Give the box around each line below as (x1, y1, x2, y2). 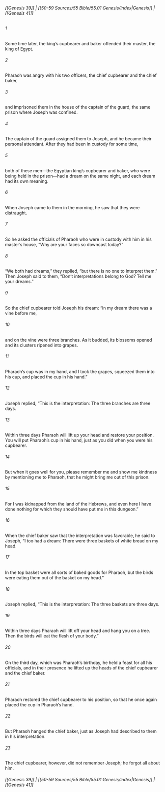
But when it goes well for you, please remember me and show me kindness (5, 469, 157, 475)
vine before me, (5, 310, 37, 316)
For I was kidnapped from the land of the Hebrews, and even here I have (5, 501, 151, 507)
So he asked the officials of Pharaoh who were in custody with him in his (5, 236, 152, 242)
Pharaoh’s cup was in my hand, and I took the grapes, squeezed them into (5, 368, 155, 375)
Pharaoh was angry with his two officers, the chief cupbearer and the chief (5, 72, 157, 78)
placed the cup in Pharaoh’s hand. (5, 701, 74, 707)
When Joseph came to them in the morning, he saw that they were (5, 204, 140, 210)
